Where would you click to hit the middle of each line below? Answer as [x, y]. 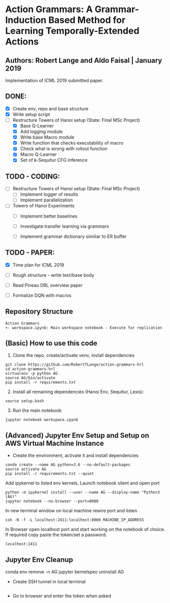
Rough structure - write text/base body [54, 275]
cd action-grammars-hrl [30, 369]
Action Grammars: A [49, 9]
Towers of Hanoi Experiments [43, 206]
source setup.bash [25, 401]
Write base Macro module [47, 137]
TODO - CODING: [33, 176]
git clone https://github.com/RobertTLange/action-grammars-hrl [75, 365]
